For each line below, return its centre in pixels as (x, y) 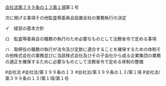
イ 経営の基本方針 (25, 28)
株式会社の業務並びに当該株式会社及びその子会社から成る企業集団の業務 (87, 55)
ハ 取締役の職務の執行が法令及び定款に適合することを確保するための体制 (81, 49)
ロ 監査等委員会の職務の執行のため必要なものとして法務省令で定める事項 (81, 39)
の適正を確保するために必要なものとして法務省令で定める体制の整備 (74, 62)
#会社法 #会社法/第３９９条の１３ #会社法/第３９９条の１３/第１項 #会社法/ (83, 72)
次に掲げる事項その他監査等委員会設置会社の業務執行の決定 (66, 18)
